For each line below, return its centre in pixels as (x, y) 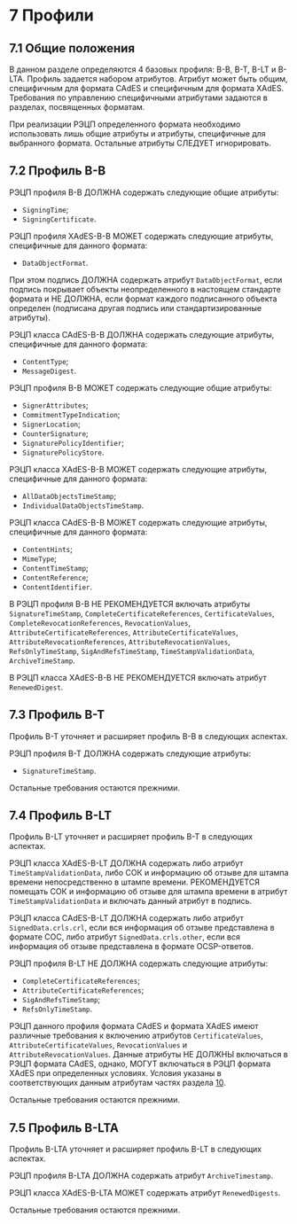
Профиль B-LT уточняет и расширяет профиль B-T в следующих (131, 837)
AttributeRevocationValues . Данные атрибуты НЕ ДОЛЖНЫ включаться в (148, 1055)
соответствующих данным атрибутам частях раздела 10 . (117, 1083)
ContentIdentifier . (57, 587)
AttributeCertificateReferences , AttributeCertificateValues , (124, 632)
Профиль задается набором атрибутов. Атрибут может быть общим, (157, 79)
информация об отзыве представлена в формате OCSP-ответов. (132, 947)
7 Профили (52, 16)
